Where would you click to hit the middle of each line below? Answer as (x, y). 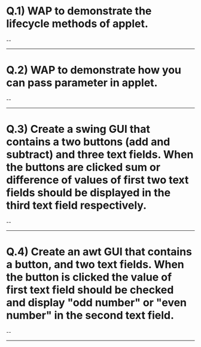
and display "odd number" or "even (97, 303)
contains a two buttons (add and (88, 142)
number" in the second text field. (90, 315)
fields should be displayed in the (89, 193)
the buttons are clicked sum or (83, 167)
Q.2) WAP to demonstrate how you (94, 70)
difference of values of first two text (98, 180)
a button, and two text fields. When (95, 264)
